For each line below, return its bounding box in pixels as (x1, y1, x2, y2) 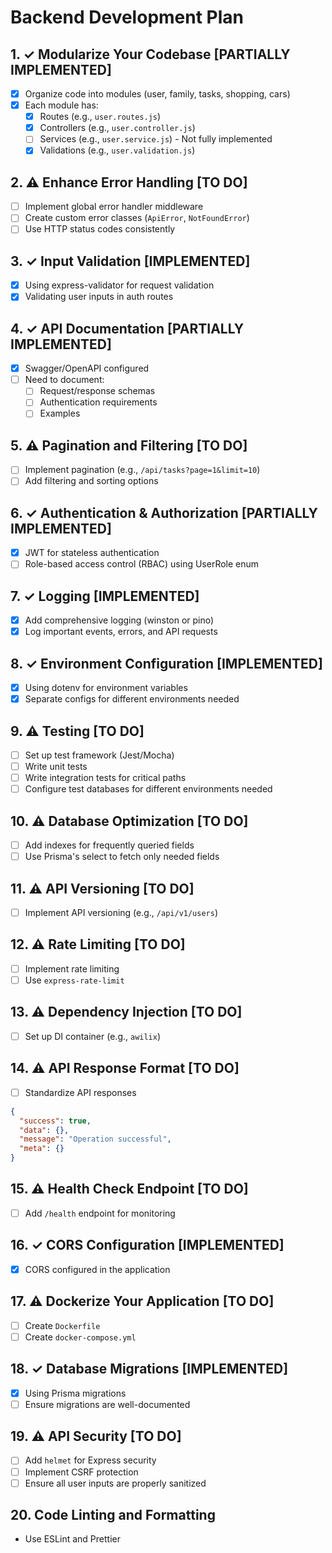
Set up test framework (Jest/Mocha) (24, 749, 175, 761)
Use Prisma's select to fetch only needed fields (24, 851, 220, 863)
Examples (39, 407, 81, 420)
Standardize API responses (24, 1086, 137, 1098)
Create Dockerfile (24, 1319, 101, 1331)
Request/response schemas (39, 385, 156, 397)
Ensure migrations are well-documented (24, 1398, 191, 1410)
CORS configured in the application (24, 1263, 171, 1275)
